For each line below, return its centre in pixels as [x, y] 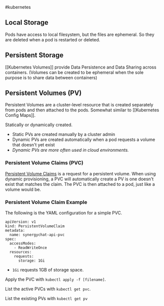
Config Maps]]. [20, 115]
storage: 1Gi [31, 261]
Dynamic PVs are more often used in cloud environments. [70, 150]
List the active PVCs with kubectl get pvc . [48, 289]
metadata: [15, 231]
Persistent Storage [34, 55]
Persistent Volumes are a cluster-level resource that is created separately [79, 105]
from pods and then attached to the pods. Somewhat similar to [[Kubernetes [82, 110]
